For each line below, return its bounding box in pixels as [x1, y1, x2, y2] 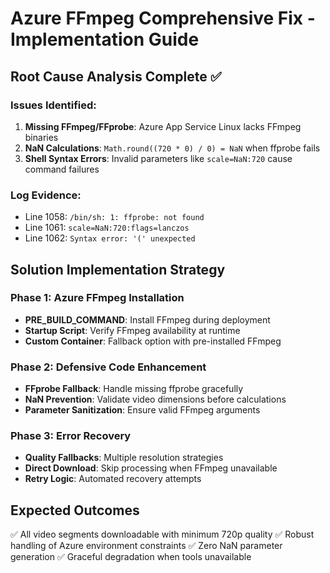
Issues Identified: [10, 98, 97, 112]
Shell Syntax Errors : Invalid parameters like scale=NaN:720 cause [24, 152, 293, 164]
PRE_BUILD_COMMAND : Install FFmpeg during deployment [24, 313, 271, 326]
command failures [24, 163, 100, 175]
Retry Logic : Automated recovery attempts [24, 473, 202, 485]
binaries [24, 131, 59, 143]
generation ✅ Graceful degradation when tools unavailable [10, 551, 252, 563]
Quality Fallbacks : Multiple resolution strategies [24, 452, 224, 464]
